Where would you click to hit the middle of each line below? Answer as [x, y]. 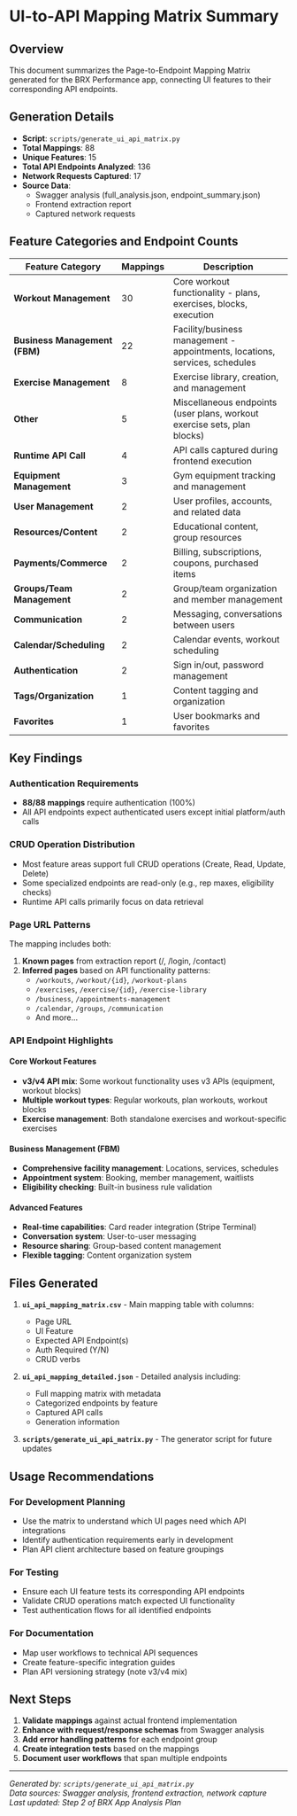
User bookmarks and [217, 715]
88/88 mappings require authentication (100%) [109, 803]
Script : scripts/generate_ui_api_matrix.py [101, 138]
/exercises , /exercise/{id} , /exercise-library [121, 989]
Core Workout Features [53, 1062]
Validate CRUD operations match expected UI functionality [129, 1601]
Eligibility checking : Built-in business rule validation [117, 1187]
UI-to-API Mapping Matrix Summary [144, 16]
